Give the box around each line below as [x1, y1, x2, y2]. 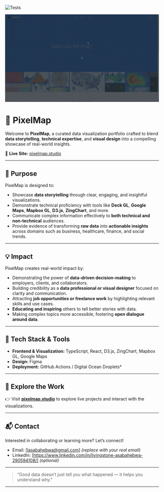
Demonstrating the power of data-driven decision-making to [12, 275, 136, 281]
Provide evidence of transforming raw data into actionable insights [12, 223, 149, 229]
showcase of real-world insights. [5, 141, 71, 147]
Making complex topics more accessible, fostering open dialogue [12, 311, 144, 317]
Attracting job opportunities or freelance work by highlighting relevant [12, 296, 155, 302]
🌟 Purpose [5, 169, 38, 178]
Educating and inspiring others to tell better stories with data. [12, 306, 137, 312]
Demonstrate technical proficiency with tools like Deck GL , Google [12, 202, 146, 208]
